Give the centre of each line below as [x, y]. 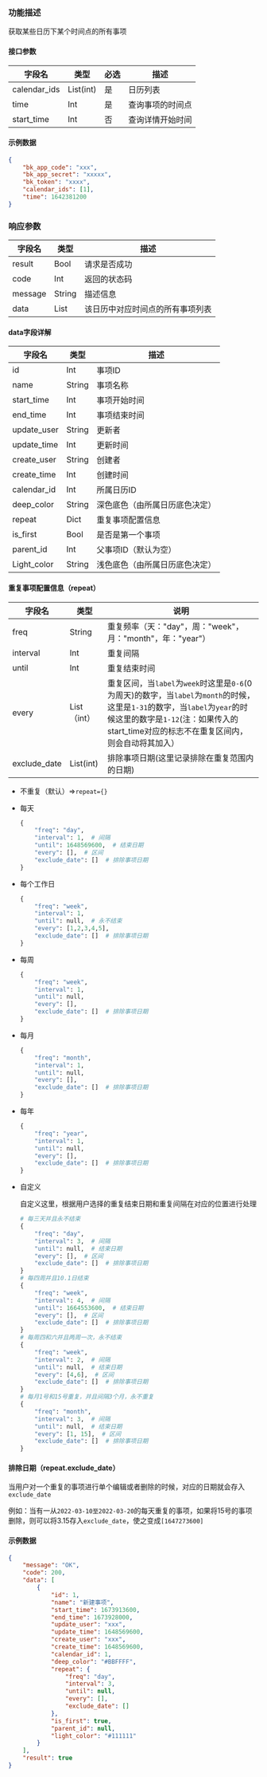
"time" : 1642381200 [55, 197]
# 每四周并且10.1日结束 [54, 1278]
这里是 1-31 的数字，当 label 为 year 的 [174, 707]
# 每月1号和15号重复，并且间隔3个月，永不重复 [87, 1397]
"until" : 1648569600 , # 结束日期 [89, 845]
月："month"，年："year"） [159, 638]
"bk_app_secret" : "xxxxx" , [67, 175]
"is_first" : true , [81, 1721]
